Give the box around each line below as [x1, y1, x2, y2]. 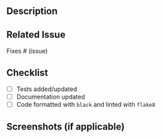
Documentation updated [16, 92, 85, 101]
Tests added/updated [16, 85, 78, 93]
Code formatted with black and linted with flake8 [16, 101, 156, 109]
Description [6, 5, 58, 17]
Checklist [6, 66, 49, 78]
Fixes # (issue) [6, 47, 48, 55]
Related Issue [6, 29, 66, 40]
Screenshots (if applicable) [6, 121, 125, 132]
